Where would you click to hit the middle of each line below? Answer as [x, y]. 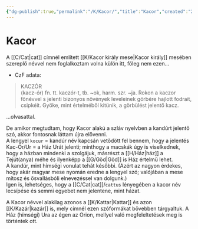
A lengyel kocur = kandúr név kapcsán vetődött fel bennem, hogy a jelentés [98, 140]
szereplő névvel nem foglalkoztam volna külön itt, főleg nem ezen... [88, 63]
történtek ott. [22, 221]
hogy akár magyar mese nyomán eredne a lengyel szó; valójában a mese [95, 172]
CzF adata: [28, 75]
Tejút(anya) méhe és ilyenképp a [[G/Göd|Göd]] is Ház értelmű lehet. [90, 159]
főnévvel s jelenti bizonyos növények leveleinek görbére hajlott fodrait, [106, 99]
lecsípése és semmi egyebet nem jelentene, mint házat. [74, 191]
